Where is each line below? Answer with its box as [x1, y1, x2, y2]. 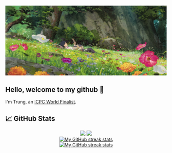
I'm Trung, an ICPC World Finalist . [5, 99, 77, 105]
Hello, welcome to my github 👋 [5, 85, 104, 94]
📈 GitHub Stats [5, 114, 55, 123]
